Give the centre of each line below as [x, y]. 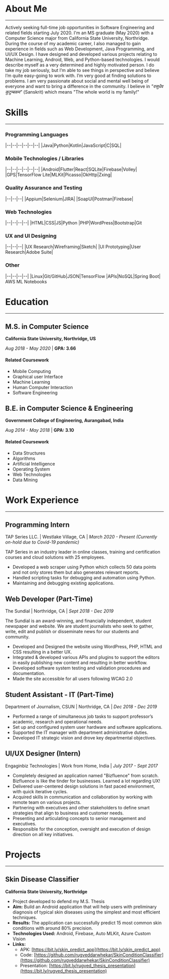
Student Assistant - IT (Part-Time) [60, 694]
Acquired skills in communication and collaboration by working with [82, 797]
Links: [19, 944]
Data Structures [29, 453]
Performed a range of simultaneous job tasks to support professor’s [83, 716]
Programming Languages [37, 134]
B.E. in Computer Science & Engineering [69, 408]
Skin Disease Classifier [42, 880]
